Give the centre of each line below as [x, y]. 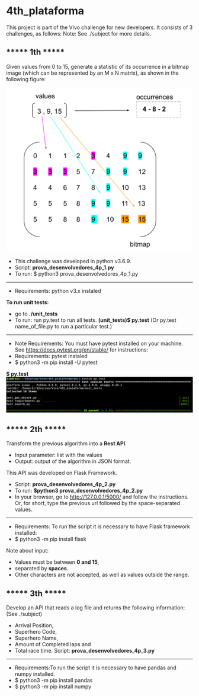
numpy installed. [35, 674]
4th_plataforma [45, 11]
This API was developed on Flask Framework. [62, 473]
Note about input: [28, 551]
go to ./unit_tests [36, 314]
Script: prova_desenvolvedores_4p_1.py [64, 267]
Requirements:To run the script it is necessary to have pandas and [95, 668]
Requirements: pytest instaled [51, 356]
